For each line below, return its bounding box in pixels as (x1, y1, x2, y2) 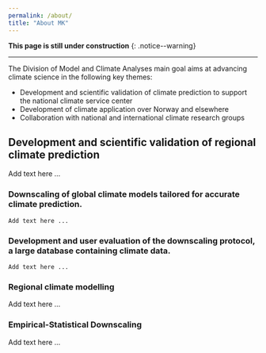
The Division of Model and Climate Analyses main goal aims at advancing (8, 63, 248, 73)
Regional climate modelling (8, 281, 115, 292)
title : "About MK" (8, 19, 69, 27)
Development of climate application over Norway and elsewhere (19, 104, 230, 113)
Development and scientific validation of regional (8, 136, 256, 149)
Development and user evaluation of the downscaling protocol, (8, 235, 256, 246)
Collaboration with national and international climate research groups (19, 113, 245, 122)
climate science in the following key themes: (8, 72, 153, 82)
